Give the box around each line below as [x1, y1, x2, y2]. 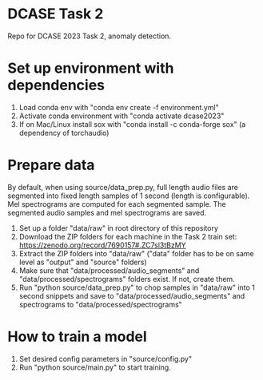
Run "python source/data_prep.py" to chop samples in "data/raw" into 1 [18, 283, 255, 292]
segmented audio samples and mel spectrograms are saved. [7, 208, 207, 217]
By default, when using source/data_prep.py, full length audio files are [7, 182, 239, 192]
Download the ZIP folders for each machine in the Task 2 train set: [18, 232, 237, 241]
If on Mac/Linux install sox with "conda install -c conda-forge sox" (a [18, 119, 246, 129]
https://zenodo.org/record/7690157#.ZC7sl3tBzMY [18, 240, 186, 250]
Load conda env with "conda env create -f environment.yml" [18, 102, 219, 112]
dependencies [7, 77, 106, 94]
